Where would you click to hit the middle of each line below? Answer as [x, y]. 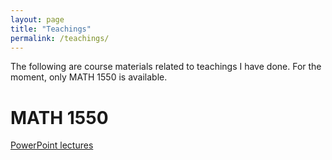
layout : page [37, 19]
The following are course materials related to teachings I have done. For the [166, 67]
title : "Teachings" [51, 29]
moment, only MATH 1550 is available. [89, 77]
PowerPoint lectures [52, 145]
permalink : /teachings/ [60, 38]
